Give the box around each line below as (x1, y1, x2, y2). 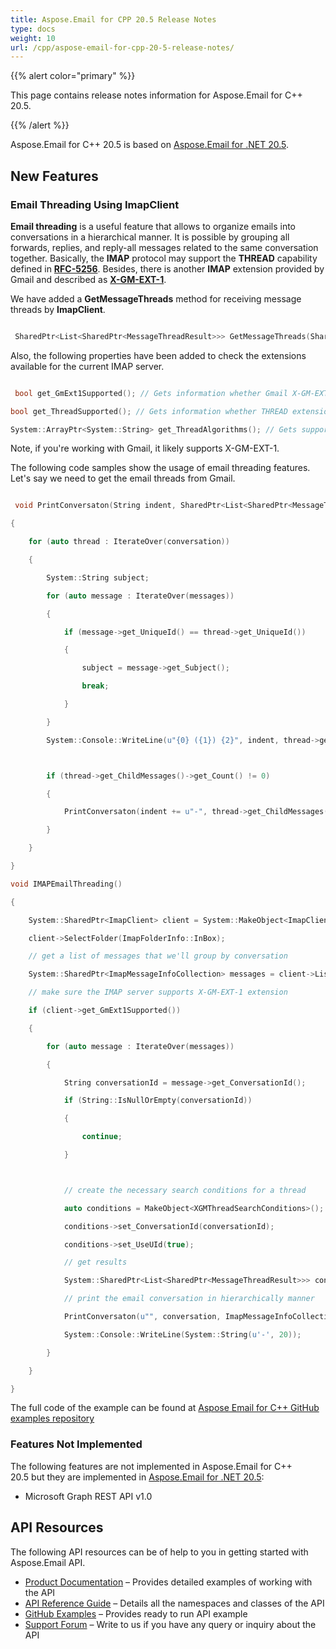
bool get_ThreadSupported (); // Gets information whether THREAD (10, 406, 288, 416)
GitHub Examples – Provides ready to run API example (24, 1607, 248, 1620)
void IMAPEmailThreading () (10, 879, 123, 889)
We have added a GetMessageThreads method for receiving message (10, 292, 302, 305)
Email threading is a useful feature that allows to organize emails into (10, 220, 296, 232)
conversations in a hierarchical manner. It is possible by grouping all (10, 231, 290, 243)
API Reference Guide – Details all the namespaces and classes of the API (24, 1597, 325, 1609)
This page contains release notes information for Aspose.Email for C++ (10, 89, 303, 101)
